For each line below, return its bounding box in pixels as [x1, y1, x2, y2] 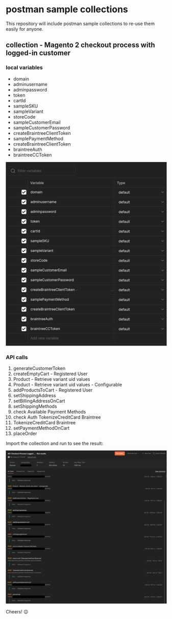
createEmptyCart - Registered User [13, 371, 88, 377]
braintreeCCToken [13, 152, 52, 158]
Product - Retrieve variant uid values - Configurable [13, 381, 122, 387]
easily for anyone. [6, 26, 43, 32]
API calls [6, 354, 28, 361]
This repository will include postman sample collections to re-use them [6, 20, 155, 27]
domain [13, 76, 30, 82]
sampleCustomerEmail [13, 119, 61, 125]
